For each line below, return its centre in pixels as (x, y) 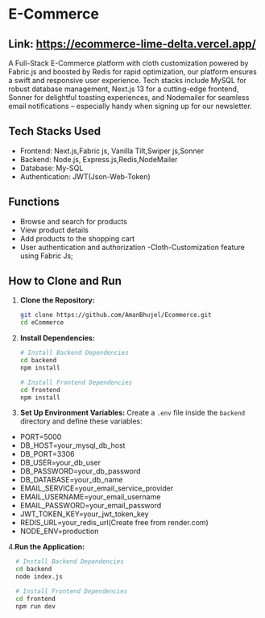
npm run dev (36, 606)
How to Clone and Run (65, 281)
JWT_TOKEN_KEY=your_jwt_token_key (84, 514)
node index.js (39, 577)
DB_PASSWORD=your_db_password (80, 471)
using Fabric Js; (47, 256)
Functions (34, 202)
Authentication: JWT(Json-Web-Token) (85, 176)
